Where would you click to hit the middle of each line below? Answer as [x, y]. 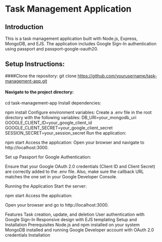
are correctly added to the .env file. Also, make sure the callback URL [74, 172]
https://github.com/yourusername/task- [117, 76]
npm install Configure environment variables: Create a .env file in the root [78, 112]
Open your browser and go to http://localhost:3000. [57, 205]
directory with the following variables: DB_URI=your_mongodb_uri [71, 118]
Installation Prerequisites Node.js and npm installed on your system [72, 225]
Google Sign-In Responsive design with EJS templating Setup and [71, 220]
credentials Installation [27, 235]
